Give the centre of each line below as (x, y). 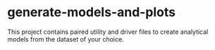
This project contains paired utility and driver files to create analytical (108, 32)
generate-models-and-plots (92, 12)
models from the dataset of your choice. (66, 39)
